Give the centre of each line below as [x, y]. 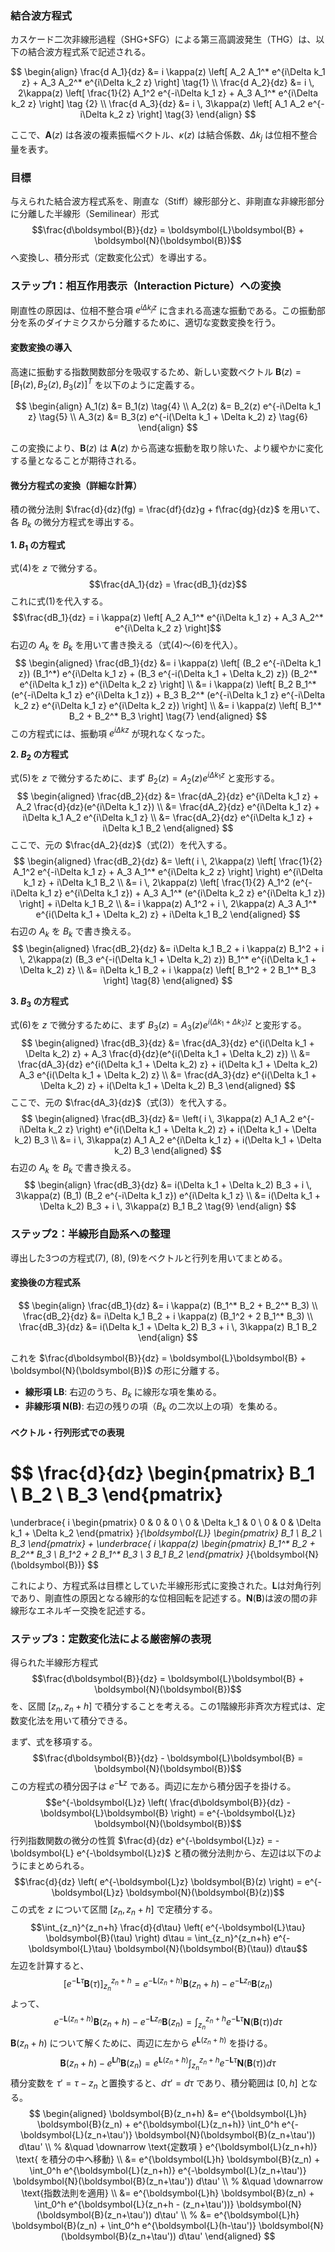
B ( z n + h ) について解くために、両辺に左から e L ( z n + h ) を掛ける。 [141, 2043]
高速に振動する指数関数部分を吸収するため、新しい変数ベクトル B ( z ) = [156, 371]
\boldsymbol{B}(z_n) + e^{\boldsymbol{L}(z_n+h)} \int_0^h [158, 2124]
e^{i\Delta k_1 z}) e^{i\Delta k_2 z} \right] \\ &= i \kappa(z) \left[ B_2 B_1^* [168, 684]
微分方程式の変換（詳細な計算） [76, 485]
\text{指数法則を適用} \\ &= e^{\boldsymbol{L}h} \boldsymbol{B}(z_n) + [168, 2193]
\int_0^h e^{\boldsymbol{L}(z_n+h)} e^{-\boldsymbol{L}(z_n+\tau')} [168, 2171]
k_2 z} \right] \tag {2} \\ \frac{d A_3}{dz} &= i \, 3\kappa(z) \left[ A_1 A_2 [158, 104]
